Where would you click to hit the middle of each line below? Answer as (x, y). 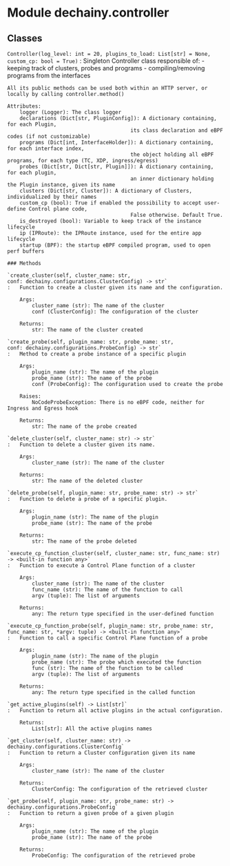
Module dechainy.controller (88, 13)
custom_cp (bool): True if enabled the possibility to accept (111, 203)
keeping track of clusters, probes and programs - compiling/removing (106, 68)
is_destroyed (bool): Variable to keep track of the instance (111, 221)
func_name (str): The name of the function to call (108, 590)
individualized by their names (52, 197)
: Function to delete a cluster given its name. (81, 445)
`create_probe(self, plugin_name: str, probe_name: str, (91, 342)
